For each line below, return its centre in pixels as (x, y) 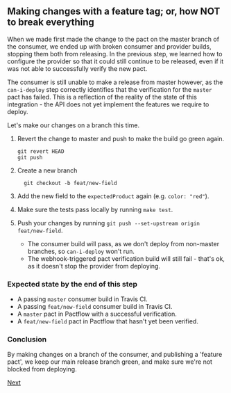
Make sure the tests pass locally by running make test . (95, 209)
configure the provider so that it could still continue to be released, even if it (115, 61)
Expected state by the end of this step (72, 284)
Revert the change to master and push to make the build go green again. (121, 138)
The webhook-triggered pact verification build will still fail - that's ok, (126, 258)
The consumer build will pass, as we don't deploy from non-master (123, 243)
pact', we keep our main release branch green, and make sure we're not (110, 362)
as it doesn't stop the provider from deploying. (94, 266)
